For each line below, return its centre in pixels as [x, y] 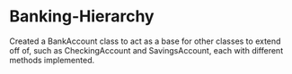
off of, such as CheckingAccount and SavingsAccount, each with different [146, 50]
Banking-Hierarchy [82, 16]
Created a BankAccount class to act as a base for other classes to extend [145, 41]
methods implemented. [52, 60]
